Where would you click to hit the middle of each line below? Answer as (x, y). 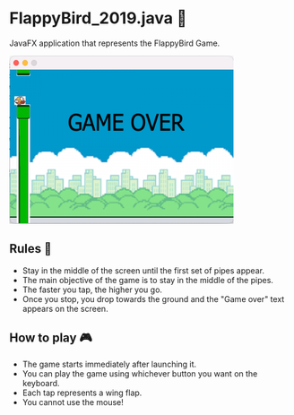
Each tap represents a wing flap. (82, 393)
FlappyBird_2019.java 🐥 (98, 18)
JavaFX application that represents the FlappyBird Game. (115, 43)
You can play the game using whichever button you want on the (140, 373)
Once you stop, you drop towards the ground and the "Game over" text (153, 298)
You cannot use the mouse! (73, 402)
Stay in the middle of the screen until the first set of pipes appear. (143, 270)
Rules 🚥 (30, 249)
